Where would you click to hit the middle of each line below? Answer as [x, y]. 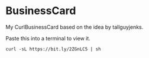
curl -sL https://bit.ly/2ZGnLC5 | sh [53, 49]
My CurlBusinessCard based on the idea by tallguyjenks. [74, 27]
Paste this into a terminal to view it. [48, 38]
